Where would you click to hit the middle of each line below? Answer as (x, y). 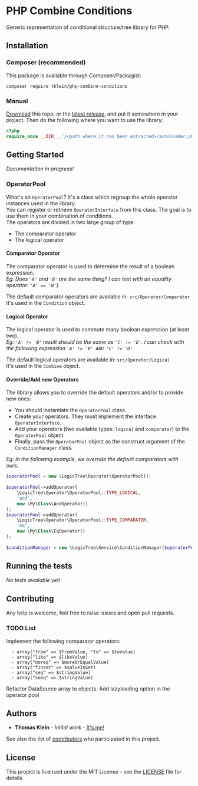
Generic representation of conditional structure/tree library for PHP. (88, 27)
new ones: (19, 399)
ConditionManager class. (44, 448)
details (14, 778)
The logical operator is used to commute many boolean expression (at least (98, 330)
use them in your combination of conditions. (60, 216)
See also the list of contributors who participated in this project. (83, 739)
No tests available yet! (33, 580)
